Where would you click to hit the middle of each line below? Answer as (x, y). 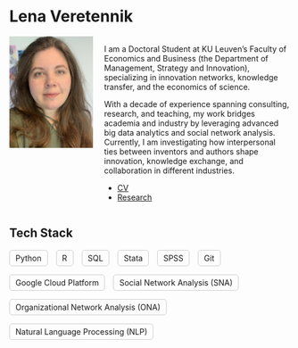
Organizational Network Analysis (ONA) (88, 307)
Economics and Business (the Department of (186, 58)
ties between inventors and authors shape (181, 151)
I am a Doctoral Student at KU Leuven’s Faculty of (195, 49)
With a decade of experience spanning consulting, (197, 104)
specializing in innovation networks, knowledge (191, 77)
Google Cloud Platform (58, 282)
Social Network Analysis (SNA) (176, 282)
